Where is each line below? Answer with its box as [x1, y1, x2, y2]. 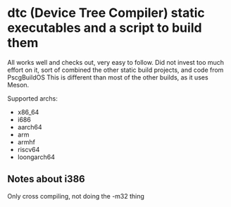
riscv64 [17, 145, 40, 153]
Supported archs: [7, 94, 58, 103]
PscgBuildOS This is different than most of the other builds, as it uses [7, 73, 209, 82]
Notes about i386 [7, 173, 86, 185]
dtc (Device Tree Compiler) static [7, 5, 206, 21]
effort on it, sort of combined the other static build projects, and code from [7, 65, 224, 74]
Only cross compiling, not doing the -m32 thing [7, 192, 144, 200]
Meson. [7, 80, 30, 89]
